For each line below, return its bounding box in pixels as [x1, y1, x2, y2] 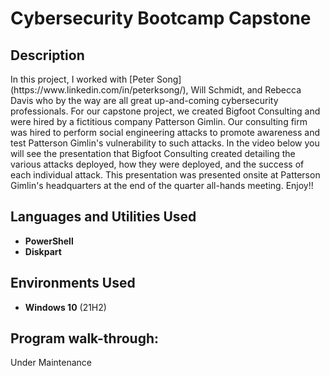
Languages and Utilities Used [10, 208, 197, 226]
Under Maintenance [10, 357, 92, 369]
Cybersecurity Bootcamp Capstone [10, 7, 312, 30]
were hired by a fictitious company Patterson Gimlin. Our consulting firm [10, 116, 308, 127]
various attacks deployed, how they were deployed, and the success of [10, 158, 305, 170]
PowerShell [24, 235, 74, 247]
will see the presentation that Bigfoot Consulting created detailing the [10, 148, 296, 159]
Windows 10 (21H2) [24, 301, 107, 313]
